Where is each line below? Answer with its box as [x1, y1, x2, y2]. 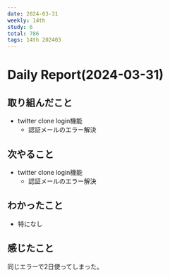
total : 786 [7, 30, 40, 37]
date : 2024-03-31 [7, 10, 59, 18]
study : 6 [7, 23, 33, 30]
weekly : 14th [7, 17, 46, 24]
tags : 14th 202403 [7, 37, 61, 44]
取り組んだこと [7, 97, 73, 109]
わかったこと [7, 199, 63, 211]
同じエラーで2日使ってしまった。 [7, 262, 104, 271]
